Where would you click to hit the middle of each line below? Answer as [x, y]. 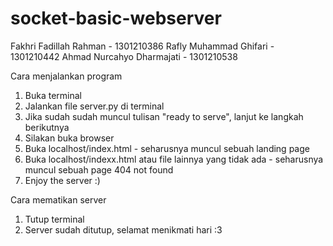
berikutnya [47, 127]
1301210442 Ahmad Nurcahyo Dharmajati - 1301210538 [124, 56]
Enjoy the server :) [62, 180]
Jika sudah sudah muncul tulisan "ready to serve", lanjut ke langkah [164, 116]
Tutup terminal [54, 219]
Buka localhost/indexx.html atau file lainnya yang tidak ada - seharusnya [174, 159]
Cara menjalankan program [66, 76]
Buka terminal [53, 95]
